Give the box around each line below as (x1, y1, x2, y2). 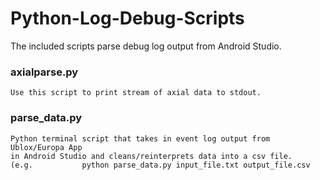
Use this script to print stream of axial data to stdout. (10, 88, 262, 98)
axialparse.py (10, 65, 79, 79)
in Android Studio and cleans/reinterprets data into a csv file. (10, 151, 293, 161)
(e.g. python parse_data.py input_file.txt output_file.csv (10, 160, 311, 170)
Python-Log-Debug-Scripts (10, 7, 245, 30)
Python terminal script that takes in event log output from (10, 133, 271, 144)
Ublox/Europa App (10, 142, 83, 152)
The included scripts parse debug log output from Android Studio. (10, 40, 282, 52)
